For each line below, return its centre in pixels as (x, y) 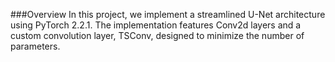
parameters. (35, 46)
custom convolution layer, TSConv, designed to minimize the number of (157, 35)
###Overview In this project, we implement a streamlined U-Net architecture (168, 14)
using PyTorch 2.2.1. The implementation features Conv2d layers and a (156, 25)
